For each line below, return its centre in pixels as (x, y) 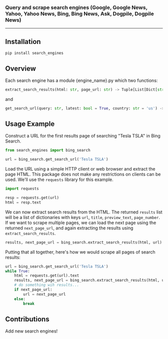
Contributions (27, 319)
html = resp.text (23, 202)
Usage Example (30, 124)
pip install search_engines (34, 53)
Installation (23, 41)
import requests (22, 189)
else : (20, 299)
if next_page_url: (33, 290)
